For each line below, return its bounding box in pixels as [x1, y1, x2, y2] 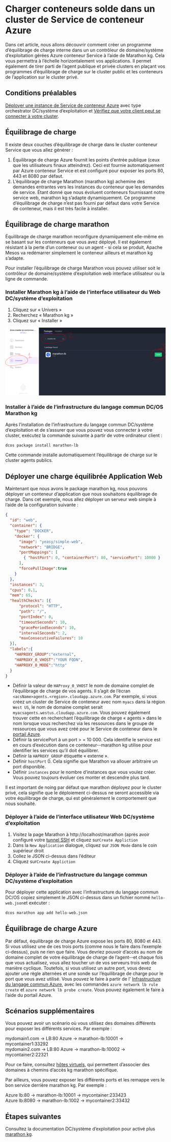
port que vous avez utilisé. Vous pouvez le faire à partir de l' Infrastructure [5, 976, 161, 982]
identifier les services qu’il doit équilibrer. [12, 747, 99, 754]
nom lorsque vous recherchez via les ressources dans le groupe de [12, 720, 154, 727]
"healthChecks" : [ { [10, 598, 51, 603]
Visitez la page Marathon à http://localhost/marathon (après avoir [12, 831, 150, 838]
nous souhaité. [5, 800, 37, 807]
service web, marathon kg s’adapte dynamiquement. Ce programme [12, 194, 156, 201]
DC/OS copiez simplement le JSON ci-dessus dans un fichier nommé [5, 894, 151, 900]
